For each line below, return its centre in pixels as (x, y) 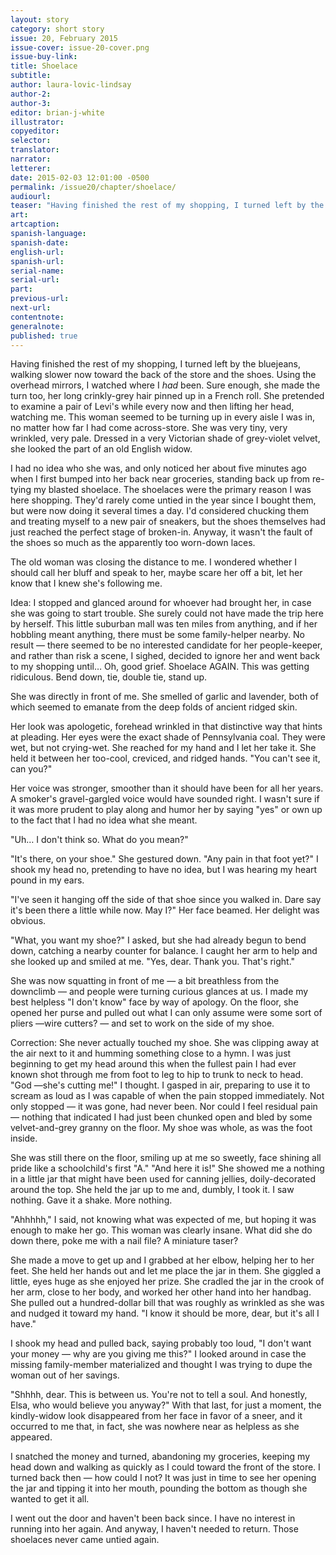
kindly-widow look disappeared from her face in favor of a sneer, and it (156, 1416)
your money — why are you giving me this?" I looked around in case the (158, 1354)
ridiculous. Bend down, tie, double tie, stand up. (109, 677)
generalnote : (37, 326)
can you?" (31, 769)
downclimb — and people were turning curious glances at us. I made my (159, 992)
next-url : (31, 308)
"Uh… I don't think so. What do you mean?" (99, 840)
